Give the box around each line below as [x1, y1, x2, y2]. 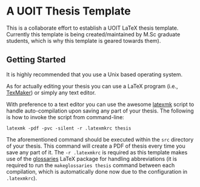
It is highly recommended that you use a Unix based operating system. [6, 71, 183, 78]
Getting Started [6, 54, 66, 65]
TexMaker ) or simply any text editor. [6, 89, 96, 96]
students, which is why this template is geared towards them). [6, 37, 161, 44]
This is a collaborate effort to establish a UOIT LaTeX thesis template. [6, 24, 179, 31]
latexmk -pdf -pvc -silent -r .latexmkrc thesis [6, 125, 132, 131]
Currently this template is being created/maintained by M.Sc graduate [6, 30, 181, 38]
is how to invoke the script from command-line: [6, 113, 124, 120]
